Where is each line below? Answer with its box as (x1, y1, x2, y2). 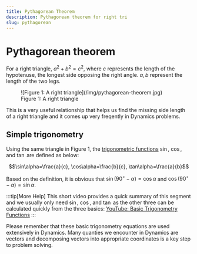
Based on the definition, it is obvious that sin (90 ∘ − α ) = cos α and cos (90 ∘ (6, 174, 189, 182)
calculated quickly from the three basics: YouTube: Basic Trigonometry (6, 205, 178, 212)
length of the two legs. (6, 77, 61, 84)
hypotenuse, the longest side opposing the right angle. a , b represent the (6, 71, 183, 78)
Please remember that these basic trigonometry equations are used (6, 223, 170, 230)
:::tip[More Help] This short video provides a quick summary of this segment (6, 193, 191, 200)
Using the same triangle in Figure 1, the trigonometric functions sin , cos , (6, 145, 182, 153)
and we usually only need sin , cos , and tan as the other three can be (6, 199, 175, 206)
